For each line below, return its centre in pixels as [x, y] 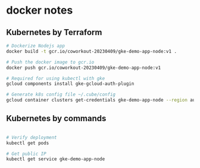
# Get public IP [26, 154]
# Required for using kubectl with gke [56, 78]
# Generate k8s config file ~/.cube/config [61, 95]
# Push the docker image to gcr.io [50, 62]
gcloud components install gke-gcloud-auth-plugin [70, 84]
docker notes [40, 10]
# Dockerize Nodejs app [36, 46]
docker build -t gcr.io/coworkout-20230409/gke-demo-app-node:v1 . [92, 51]
